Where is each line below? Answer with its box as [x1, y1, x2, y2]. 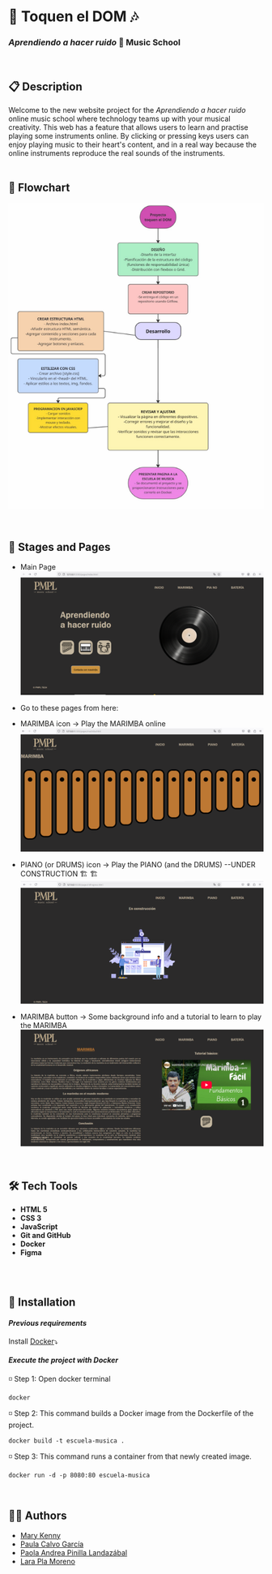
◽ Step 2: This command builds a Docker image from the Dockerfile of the [8, 1408, 254, 1418]
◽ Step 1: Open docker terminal [8, 1374, 111, 1383]
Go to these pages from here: [19, 703, 119, 713]
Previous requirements [8, 1318, 87, 1328]
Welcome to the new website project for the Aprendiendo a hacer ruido [8, 105, 246, 115]
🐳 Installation [8, 1296, 76, 1310]
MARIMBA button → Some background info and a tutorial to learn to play [19, 1012, 261, 1021]
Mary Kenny [19, 1530, 61, 1540]
